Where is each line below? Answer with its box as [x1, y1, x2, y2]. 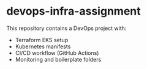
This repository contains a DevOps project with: [6, 24, 127, 32]
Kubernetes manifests [15, 43, 71, 50]
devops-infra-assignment [6, 4, 141, 18]
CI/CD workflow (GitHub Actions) [15, 49, 99, 56]
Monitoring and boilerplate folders [15, 56, 102, 63]
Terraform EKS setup [15, 36, 69, 43]
